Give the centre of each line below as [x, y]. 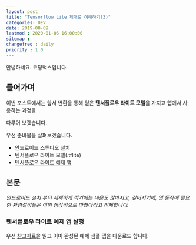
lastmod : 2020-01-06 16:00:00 [44, 33]
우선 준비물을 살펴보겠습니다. [39, 135]
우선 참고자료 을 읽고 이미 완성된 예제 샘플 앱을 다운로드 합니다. [77, 236]
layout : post [22, 11]
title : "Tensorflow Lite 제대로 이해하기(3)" [59, 17]
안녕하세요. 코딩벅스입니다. [37, 67]
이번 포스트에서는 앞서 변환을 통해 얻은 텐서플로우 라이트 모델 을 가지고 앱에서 [94, 103]
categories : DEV [26, 22]
